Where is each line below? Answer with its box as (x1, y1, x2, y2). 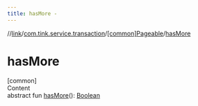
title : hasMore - (7, 10, 58, 17)
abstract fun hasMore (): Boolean (7, 91, 101, 99)
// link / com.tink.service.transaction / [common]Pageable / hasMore (7, 29, 191, 37)
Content (7, 84, 31, 92)
